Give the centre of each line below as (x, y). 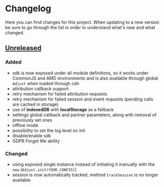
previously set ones (32, 120)
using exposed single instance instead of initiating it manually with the (83, 164)
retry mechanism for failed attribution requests (60, 93)
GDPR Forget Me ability (36, 141)
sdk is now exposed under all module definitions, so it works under (80, 73)
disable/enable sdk (32, 135)
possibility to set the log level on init (49, 130)
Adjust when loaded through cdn (46, 83)
